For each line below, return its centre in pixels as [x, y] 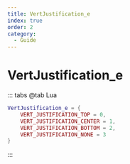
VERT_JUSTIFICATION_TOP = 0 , [63, 114]
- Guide [25, 40]
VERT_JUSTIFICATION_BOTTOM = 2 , [68, 128]
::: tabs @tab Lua [32, 95]
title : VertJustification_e [49, 14]
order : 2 [20, 27]
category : [22, 34]
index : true [25, 21]
